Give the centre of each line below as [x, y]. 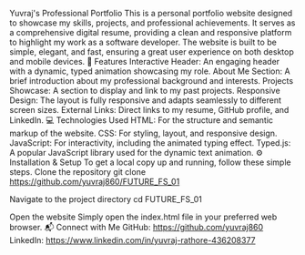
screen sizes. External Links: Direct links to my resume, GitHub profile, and [149, 110]
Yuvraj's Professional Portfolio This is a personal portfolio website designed [151, 13]
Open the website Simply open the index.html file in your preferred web [143, 217]
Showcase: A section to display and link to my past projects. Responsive [145, 91]
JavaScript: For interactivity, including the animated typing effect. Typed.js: [150, 143]
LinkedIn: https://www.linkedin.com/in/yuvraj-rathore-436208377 [133, 240]
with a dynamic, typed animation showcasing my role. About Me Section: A [150, 71]
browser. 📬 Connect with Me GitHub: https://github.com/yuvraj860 [137, 227]
